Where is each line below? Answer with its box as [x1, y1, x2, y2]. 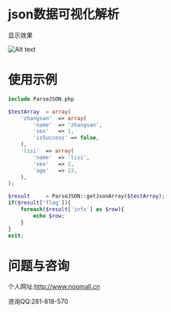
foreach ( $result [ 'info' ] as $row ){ [20, 206, 125, 213]
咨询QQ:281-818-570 [8, 297, 69, 306]
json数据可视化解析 [8, 6, 120, 22]
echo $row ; [33, 212, 65, 219]
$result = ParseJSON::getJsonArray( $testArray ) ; [8, 193, 165, 200]
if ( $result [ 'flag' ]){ [8, 200, 71, 207]
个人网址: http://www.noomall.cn [8, 282, 100, 291]
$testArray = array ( [8, 108, 71, 115]
